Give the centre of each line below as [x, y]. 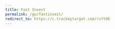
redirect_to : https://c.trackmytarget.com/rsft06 [58, 19]
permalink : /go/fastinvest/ [34, 14]
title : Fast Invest [25, 10]
